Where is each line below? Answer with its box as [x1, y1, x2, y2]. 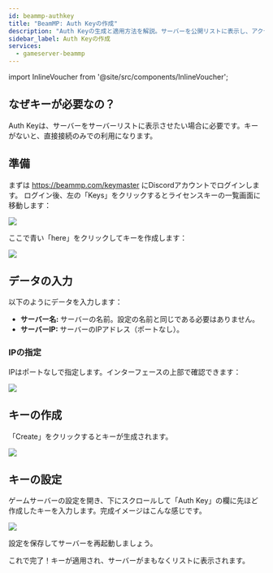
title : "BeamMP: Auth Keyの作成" [8, 20, 118, 28]
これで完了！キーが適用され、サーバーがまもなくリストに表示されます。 [8, 556, 250, 566]
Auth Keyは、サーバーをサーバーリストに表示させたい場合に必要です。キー [8, 120, 258, 130]
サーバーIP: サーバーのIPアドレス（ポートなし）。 [19, 324, 184, 334]
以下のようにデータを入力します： [8, 297, 123, 307]
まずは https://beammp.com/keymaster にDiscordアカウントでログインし [8, 180, 253, 189]
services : [8, 42, 42, 50]
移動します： [8, 200, 51, 210]
